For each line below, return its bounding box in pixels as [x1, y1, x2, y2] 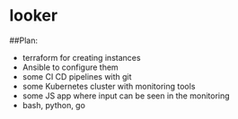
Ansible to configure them [22, 62, 119, 72]
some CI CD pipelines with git [22, 71, 132, 81]
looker [9, 5, 58, 26]
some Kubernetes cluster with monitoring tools [22, 81, 196, 91]
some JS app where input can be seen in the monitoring [22, 90, 231, 101]
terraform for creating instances [22, 52, 141, 63]
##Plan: [9, 35, 39, 46]
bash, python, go [22, 99, 85, 110]
